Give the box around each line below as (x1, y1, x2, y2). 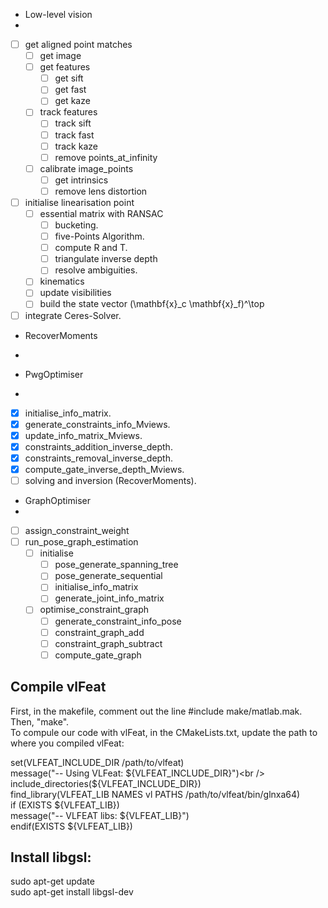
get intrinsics (54, 174, 109, 186)
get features (39, 61, 91, 73)
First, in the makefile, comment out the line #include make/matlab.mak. (10, 705, 303, 717)
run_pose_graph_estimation (24, 536, 139, 548)
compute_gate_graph (54, 649, 142, 661)
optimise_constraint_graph (39, 604, 150, 616)
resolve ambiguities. (54, 264, 138, 276)
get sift (54, 72, 84, 84)
